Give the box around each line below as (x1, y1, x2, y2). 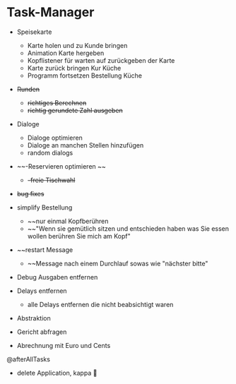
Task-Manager (6, 4, 95, 20)
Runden (16, 85, 40, 93)
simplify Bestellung (16, 203, 73, 212)
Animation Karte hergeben (27, 49, 105, 57)
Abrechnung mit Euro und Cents (16, 341, 111, 349)
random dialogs (27, 148, 73, 157)
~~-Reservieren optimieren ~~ (16, 162, 107, 170)
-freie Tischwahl (27, 176, 76, 184)
